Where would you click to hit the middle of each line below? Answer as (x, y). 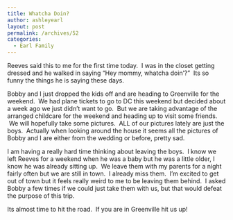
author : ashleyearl (35, 20)
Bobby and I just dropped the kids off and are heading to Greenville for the (113, 94)
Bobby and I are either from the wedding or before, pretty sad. (96, 138)
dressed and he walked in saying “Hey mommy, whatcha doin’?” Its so (108, 73)
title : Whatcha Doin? (38, 14)
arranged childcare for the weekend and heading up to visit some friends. (112, 116)
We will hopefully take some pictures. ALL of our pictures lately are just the (116, 123)
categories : (24, 40)
